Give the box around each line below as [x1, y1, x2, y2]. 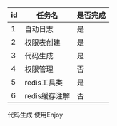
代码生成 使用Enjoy [7, 110, 63, 119]
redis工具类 [24, 78, 63, 88]
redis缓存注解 [24, 91, 70, 100]
